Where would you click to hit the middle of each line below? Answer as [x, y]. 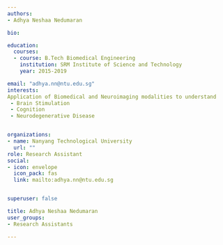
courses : [26, 52]
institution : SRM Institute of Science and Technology [101, 65]
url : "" [25, 148]
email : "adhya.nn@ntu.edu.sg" [51, 84]
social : [18, 161]
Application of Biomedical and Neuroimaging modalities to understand [112, 97]
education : [23, 45]
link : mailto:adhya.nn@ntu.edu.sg [63, 180]
